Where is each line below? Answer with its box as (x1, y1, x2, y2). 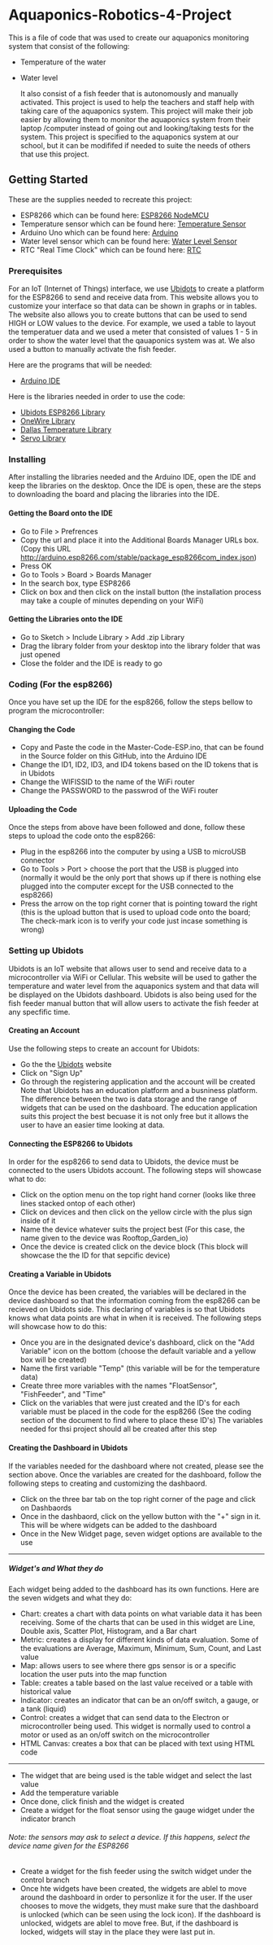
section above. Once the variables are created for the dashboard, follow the (8, 1469, 262, 1479)
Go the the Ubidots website (19, 1059, 112, 1069)
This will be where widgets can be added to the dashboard (19, 1520, 218, 1530)
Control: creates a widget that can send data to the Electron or (19, 1712, 229, 1722)
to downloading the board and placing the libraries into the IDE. (8, 490, 220, 499)
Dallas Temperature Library (19, 425, 112, 435)
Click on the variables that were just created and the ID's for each (19, 1398, 240, 1408)
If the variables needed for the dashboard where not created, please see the (8, 1460, 264, 1471)
